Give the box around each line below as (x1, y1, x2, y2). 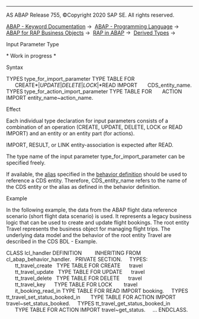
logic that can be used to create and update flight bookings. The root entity (6, 219, 190, 226)
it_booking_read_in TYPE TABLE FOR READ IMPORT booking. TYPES (14, 288, 188, 294)
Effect (6, 106, 21, 113)
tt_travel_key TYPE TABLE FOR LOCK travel (14, 281, 138, 288)
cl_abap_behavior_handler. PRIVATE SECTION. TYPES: (6, 256, 148, 263)
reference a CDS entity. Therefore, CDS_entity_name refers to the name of (6, 177, 187, 184)
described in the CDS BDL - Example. (6, 238, 98, 245)
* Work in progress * (6, 52, 56, 59)
